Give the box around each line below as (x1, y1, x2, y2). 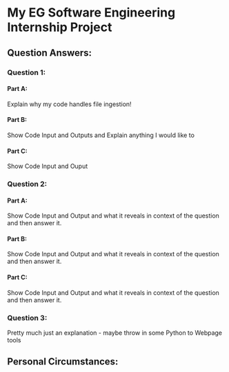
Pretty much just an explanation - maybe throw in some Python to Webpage (7, 329, 223, 337)
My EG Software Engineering (7, 5, 176, 21)
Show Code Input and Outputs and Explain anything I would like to (7, 131, 195, 139)
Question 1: (7, 68, 46, 77)
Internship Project (7, 19, 112, 35)
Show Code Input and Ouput (7, 162, 88, 170)
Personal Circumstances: (7, 356, 119, 368)
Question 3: (7, 313, 48, 322)
